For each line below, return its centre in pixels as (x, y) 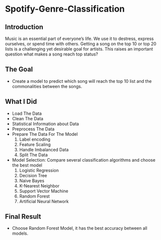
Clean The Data (28, 118)
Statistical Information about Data (45, 124)
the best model (27, 165)
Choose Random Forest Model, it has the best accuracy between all (80, 228)
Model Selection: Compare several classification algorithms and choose (84, 160)
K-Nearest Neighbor (39, 185)
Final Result (23, 217)
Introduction (24, 27)
